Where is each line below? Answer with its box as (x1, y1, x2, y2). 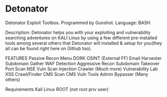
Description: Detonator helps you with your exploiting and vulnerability (5, 29, 151, 35)
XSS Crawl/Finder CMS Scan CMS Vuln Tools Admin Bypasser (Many (5, 71, 148, 77)
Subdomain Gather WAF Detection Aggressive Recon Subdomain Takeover (5, 60, 159, 66)
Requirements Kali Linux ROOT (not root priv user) (5, 86, 109, 92)
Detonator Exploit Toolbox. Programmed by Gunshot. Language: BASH (5, 20, 150, 26)
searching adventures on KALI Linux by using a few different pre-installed (5, 35, 157, 41)
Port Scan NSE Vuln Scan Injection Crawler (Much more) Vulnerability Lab (5, 66, 158, 72)
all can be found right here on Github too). (5, 45, 92, 51)
